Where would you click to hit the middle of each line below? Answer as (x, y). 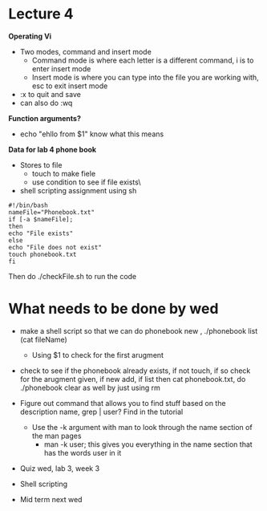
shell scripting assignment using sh (78, 190)
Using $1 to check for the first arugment (98, 355)
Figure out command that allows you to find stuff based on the (123, 403)
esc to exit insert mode (70, 86)
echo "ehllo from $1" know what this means (92, 134)
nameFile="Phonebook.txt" (51, 212)
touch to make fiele (64, 173)
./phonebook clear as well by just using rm (90, 387)
